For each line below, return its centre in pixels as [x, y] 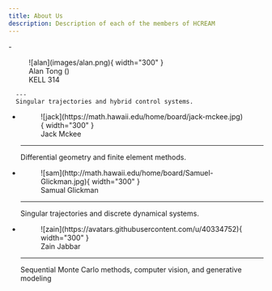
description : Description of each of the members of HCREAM [112, 24]
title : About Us [36, 16]
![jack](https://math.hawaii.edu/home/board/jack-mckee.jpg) [142, 116]
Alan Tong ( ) [49, 71]
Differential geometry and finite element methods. [103, 157]
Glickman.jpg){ [65, 181]
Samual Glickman [69, 190]
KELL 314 [44, 79]
